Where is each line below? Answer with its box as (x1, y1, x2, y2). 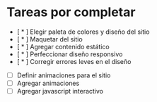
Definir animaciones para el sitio (16, 71, 111, 79)
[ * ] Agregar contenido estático (16, 42, 110, 51)
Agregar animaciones (16, 79, 80, 87)
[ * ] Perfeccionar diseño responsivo (16, 50, 123, 58)
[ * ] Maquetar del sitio (16, 34, 83, 43)
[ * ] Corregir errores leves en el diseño (16, 57, 132, 65)
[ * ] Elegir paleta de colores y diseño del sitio (16, 27, 150, 36)
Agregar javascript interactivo (16, 87, 104, 96)
